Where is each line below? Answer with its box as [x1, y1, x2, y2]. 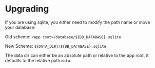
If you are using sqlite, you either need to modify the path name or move [5, 19, 150, 25]
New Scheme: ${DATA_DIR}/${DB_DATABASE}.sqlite [5, 43, 106, 49]
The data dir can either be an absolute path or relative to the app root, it [5, 52, 149, 58]
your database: [5, 24, 36, 30]
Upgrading [5, 3, 49, 14]
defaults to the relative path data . [5, 57, 72, 63]
